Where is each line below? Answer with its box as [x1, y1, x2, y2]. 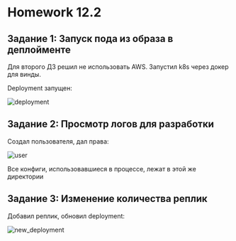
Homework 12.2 [7, 4, 101, 21]
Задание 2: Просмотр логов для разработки [7, 118, 215, 130]
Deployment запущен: [7, 84, 73, 92]
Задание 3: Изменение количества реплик [7, 193, 208, 205]
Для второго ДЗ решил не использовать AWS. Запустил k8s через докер [7, 63, 229, 71]
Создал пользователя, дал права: [7, 136, 109, 146]
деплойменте [7, 43, 71, 55]
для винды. [7, 70, 41, 78]
